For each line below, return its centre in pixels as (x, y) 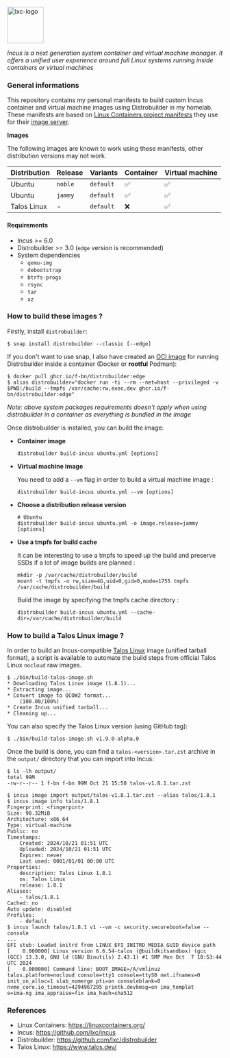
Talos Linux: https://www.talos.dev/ (67, 1047)
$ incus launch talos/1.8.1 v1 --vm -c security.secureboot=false (104, 927)
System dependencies (49, 255)
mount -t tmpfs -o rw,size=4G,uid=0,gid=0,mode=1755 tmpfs (103, 581)
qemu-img (40, 263)
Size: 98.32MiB (29, 813)
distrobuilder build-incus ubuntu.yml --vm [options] (95, 492)
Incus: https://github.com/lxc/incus (66, 1033)
